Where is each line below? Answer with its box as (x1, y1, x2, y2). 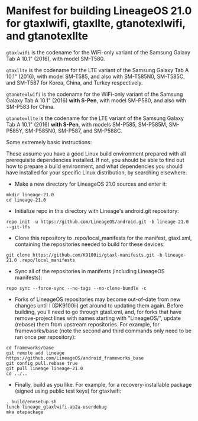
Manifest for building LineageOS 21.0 (6, 4, 192, 18)
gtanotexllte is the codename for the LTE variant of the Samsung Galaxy (6, 114, 184, 122)
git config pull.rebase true (6, 360, 78, 366)
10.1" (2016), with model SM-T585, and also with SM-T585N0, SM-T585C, (6, 73, 185, 80)
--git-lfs (6, 224, 31, 230)
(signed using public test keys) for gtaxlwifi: (14, 387, 122, 394)
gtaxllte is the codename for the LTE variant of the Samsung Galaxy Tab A (6, 66, 189, 73)
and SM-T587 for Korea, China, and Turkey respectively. (6, 79, 143, 86)
